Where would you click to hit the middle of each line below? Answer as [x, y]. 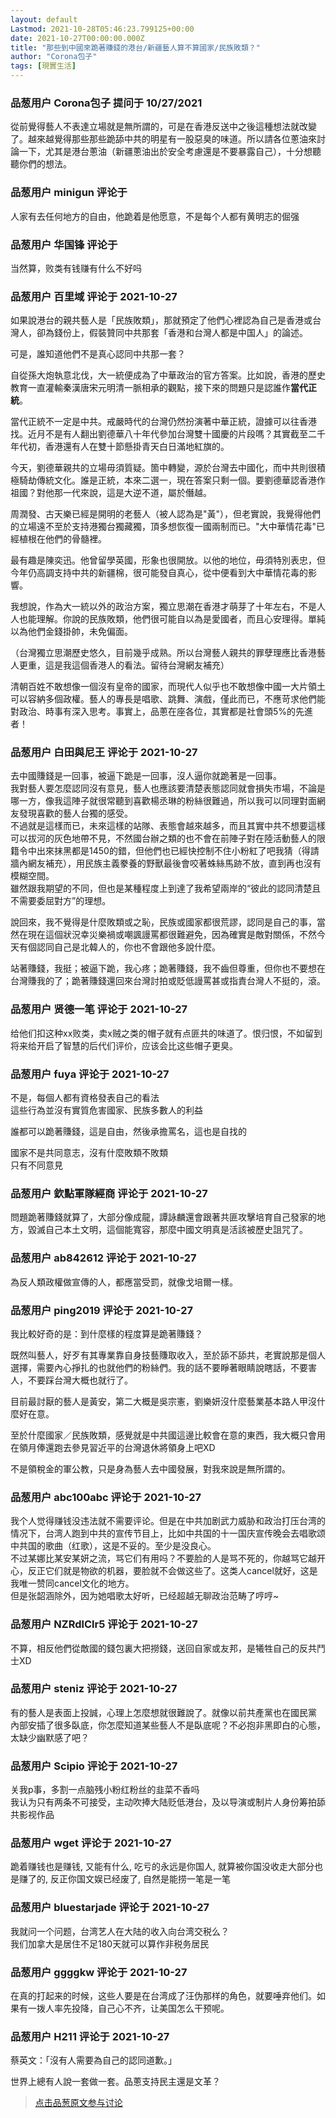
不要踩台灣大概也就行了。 [80, 1380]
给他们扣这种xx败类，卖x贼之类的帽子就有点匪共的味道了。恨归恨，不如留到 [166, 1033]
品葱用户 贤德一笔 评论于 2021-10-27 [99, 1009]
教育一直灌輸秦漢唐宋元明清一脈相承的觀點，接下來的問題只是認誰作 [150, 388]
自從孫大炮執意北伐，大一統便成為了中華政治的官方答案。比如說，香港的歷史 [168, 375]
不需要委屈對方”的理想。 [61, 901]
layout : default [44, 19]
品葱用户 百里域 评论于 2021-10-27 [94, 296]
